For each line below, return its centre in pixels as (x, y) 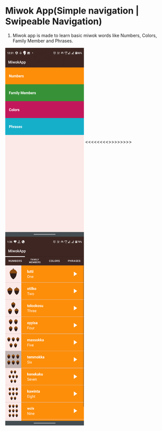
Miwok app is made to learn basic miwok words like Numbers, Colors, (85, 35)
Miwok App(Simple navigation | (72, 11)
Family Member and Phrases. (43, 41)
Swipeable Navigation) (54, 21)
